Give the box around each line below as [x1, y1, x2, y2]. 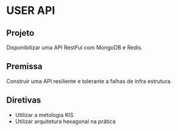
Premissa [6, 61, 43, 72]
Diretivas [6, 95, 41, 106]
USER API [6, 4, 55, 18]
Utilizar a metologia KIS [15, 111, 74, 118]
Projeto [6, 28, 35, 38]
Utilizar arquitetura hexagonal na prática [15, 118, 116, 125]
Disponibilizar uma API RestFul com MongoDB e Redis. [6, 44, 143, 51]
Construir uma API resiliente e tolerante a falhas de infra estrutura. [6, 77, 172, 85]
